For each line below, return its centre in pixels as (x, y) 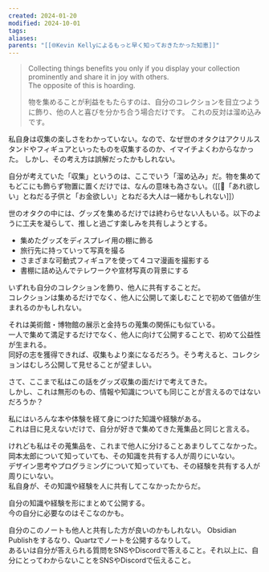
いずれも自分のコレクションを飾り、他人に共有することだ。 (107, 288)
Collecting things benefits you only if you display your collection (134, 68)
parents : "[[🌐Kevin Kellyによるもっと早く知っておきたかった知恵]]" (114, 46)
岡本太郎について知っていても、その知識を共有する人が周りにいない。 (124, 456)
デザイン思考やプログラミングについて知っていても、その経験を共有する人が (134, 466)
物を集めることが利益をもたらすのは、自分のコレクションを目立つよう (144, 102)
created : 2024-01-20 (43, 16)
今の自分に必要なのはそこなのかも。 (68, 513)
